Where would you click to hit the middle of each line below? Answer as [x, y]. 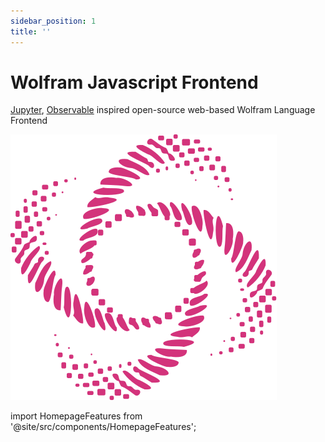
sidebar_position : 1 [53, 21]
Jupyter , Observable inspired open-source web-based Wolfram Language [163, 110]
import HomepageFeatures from [76, 416]
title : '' [31, 31]
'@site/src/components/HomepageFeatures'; [103, 427]
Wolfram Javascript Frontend [134, 82]
